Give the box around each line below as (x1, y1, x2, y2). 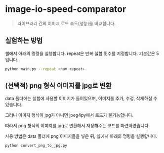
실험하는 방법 (5, 36, 43, 45)
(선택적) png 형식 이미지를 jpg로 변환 (5, 82, 112, 90)
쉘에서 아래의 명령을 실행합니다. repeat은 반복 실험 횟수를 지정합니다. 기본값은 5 (5, 51, 159, 56)
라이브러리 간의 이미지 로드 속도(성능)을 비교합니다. (17, 20, 116, 26)
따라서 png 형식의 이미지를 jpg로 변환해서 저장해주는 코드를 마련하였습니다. (5, 123, 150, 129)
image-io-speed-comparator (5, 3, 126, 15)
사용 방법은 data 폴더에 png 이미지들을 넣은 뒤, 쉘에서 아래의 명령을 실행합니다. (5, 133, 158, 139)
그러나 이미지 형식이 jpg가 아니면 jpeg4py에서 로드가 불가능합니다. (5, 112, 134, 118)
